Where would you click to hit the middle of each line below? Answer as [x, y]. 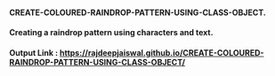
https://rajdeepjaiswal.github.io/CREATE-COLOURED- [162, 52]
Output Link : [34, 52]
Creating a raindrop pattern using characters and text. [111, 33]
